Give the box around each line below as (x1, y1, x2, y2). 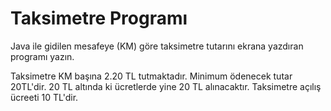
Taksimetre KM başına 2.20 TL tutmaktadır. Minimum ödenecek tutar (10, 70, 293, 82)
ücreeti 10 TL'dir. (10, 91, 79, 103)
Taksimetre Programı (10, 7, 188, 30)
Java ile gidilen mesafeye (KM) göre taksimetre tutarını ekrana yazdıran (10, 40, 304, 52)
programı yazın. (10, 50, 75, 62)
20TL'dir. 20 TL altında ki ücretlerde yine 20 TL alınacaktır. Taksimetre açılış (10, 80, 322, 92)
